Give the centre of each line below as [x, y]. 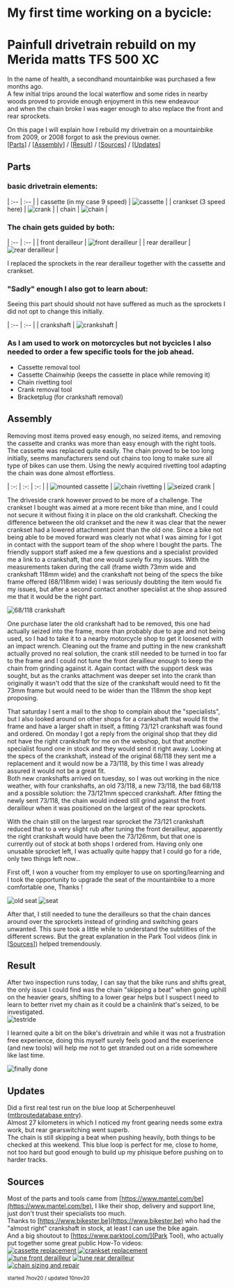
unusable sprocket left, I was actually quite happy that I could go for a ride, [114, 851]
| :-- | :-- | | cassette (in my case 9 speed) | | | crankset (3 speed [116, 201]
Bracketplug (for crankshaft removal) [70, 397]
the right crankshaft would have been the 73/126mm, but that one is [104, 836]
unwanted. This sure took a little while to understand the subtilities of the [111, 929]
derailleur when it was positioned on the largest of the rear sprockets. [107, 808]
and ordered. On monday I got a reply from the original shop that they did [112, 733]
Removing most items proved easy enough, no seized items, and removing [114, 435]
